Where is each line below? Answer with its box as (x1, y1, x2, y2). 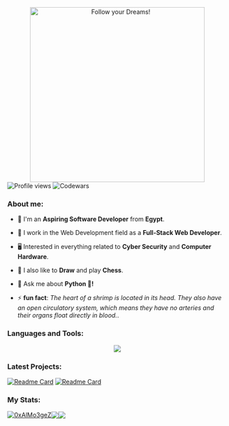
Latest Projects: (7, 362, 62, 371)
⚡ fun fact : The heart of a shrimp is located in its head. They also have (17, 294, 222, 302)
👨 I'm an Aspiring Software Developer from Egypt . (17, 215, 165, 223)
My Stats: (7, 395, 40, 404)
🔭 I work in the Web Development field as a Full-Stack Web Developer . (17, 229, 222, 237)
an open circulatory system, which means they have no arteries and (17, 304, 214, 312)
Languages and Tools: (7, 329, 84, 339)
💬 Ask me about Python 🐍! (17, 280, 94, 288)
